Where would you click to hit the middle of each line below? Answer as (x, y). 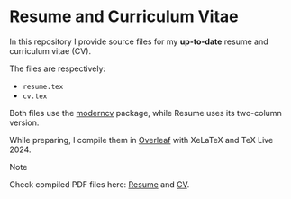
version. (24, 122)
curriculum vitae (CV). (50, 50)
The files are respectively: (58, 68)
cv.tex (35, 96)
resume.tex (43, 86)
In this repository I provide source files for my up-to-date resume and (139, 41)
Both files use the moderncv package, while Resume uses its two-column (145, 113)
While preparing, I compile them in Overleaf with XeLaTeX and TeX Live (141, 140)
